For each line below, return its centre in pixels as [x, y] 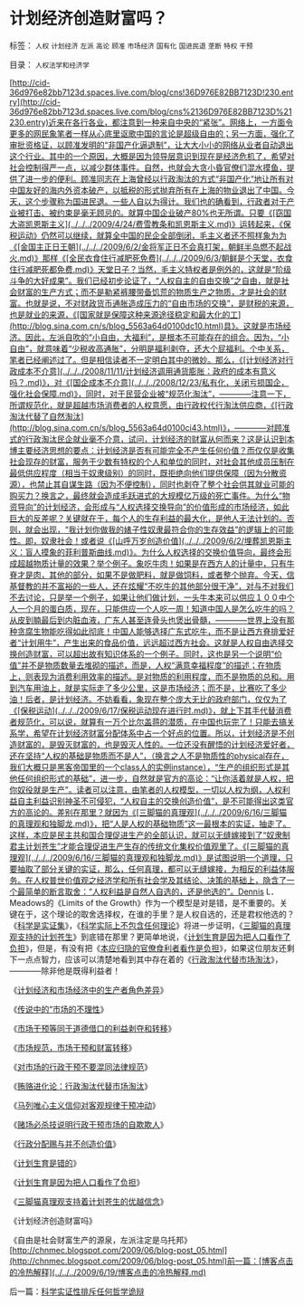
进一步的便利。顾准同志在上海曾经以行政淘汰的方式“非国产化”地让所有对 [159, 178]
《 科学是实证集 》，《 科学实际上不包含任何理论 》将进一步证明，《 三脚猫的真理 [150, 925]
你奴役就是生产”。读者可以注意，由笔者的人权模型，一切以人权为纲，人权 [146, 789]
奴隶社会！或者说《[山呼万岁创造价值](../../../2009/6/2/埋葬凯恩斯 [162, 540]
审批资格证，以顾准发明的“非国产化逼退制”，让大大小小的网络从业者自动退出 [152, 145]
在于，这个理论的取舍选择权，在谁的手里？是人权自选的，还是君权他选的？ [156, 914]
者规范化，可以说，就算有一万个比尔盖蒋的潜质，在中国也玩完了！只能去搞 [148, 721]
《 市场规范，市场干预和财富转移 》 [73, 1047]
